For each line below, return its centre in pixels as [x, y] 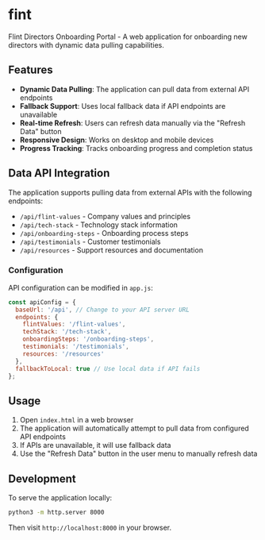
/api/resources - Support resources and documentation [111, 250]
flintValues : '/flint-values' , [74, 324]
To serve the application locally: [60, 498]
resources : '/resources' [63, 354]
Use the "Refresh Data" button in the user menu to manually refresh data [138, 453]
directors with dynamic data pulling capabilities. [86, 44]
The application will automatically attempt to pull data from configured [134, 428]
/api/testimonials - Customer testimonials [90, 241]
